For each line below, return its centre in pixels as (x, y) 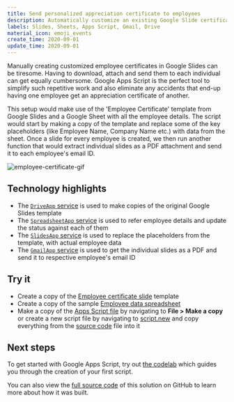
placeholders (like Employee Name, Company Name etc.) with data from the (116, 131)
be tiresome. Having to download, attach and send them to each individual (114, 73)
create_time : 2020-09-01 (43, 40)
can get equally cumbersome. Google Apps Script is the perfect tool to (109, 80)
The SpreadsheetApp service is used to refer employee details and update (122, 220)
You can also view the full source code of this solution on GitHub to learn (112, 385)
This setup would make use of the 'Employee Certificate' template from (109, 109)
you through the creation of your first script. (70, 372)
